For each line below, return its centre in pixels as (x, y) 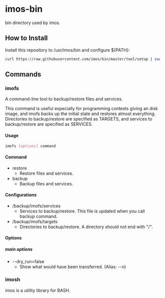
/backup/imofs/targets (35, 221)
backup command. (39, 216)
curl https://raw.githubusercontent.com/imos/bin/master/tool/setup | (79, 59)
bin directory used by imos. (33, 23)
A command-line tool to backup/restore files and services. (64, 99)
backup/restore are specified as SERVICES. (49, 124)
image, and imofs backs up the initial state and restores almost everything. (80, 114)
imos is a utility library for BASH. (38, 290)
